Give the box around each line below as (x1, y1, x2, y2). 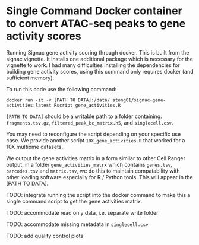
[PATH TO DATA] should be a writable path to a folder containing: (6, 113, 162, 120)
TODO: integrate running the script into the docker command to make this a (6, 191, 191, 198)
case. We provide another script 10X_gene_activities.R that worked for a (6, 136, 185, 144)
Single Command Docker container (6, 4, 182, 18)
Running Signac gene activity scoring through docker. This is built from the (6, 49, 189, 56)
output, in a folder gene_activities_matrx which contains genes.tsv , (6, 161, 172, 168)
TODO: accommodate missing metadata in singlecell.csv (6, 221, 149, 228)
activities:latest (6, 102, 52, 108)
